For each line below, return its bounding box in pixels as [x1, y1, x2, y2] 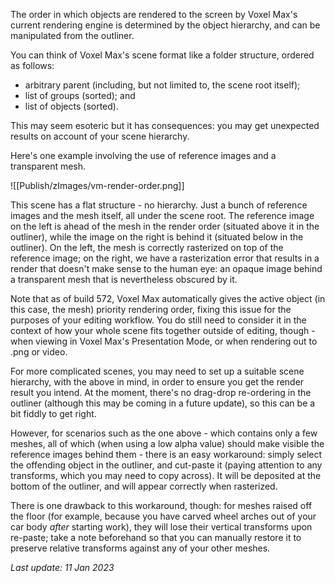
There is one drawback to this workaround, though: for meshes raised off [10, 500, 313, 511]
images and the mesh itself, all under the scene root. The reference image [10, 210, 315, 221]
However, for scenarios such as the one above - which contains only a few [10, 427, 318, 439]
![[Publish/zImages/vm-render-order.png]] [10, 180, 185, 191]
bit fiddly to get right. [10, 408, 97, 419]
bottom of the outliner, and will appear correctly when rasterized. [10, 480, 278, 492]
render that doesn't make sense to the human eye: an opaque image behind [10, 263, 323, 274]
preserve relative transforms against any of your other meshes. [10, 542, 271, 554]
